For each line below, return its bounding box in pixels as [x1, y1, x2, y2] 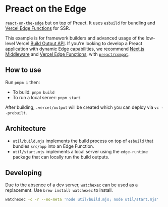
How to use [5, 66, 41, 74]
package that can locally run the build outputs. [12, 154, 109, 160]
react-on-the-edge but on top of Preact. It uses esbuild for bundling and [5, 20, 155, 26]
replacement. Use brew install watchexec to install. [5, 187, 113, 193]
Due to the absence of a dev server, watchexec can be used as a [5, 182, 138, 188]
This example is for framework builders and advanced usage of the [5, 35, 145, 41]
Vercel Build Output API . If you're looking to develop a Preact [16, 40, 143, 46]
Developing [5, 168, 42, 177]
